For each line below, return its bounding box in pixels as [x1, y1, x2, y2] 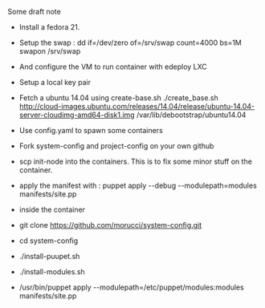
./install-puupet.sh [18, 252, 80, 261]
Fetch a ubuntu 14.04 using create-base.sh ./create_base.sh [18, 93, 218, 103]
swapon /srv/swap [18, 47, 81, 55]
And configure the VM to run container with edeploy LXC [18, 62, 208, 71]
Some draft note [7, 7, 61, 16]
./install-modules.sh [18, 267, 85, 276]
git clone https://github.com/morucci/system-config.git [18, 221, 202, 229]
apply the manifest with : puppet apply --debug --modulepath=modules [18, 180, 258, 190]
